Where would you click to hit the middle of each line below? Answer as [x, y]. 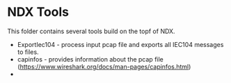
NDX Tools [38, 12]
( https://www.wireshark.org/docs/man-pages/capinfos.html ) [104, 66]
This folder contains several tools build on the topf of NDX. [91, 31]
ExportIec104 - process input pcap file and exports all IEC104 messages [120, 44]
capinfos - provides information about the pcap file [90, 59]
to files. [28, 52]
